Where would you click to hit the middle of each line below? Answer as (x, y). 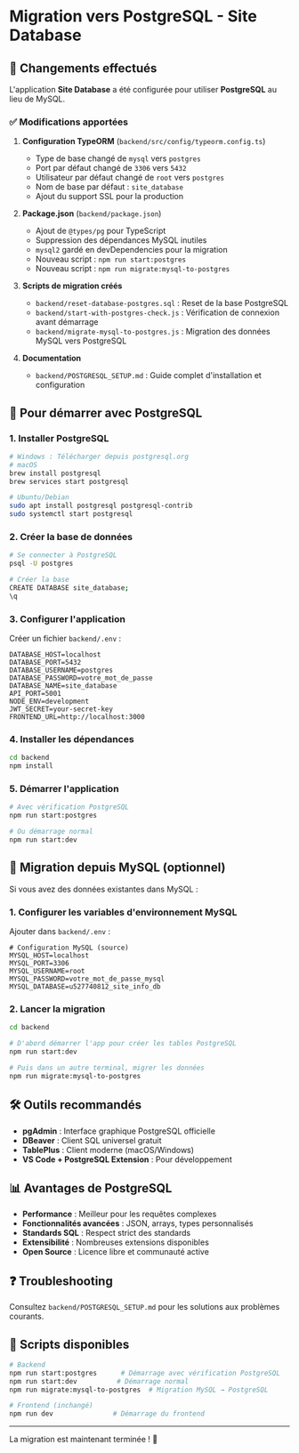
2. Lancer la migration (57, 1009)
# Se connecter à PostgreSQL (63, 555)
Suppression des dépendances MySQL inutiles (121, 240)
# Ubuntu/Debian (39, 497)
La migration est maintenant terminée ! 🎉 (84, 1440)
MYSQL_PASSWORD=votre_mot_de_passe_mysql (87, 979)
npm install (31, 766)
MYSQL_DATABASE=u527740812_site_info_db (85, 987)
